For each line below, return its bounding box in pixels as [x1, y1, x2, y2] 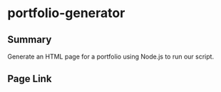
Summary [7, 34, 52, 46]
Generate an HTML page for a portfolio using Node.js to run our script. [7, 52, 215, 61]
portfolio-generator [7, 5, 125, 21]
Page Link [7, 73, 52, 85]
